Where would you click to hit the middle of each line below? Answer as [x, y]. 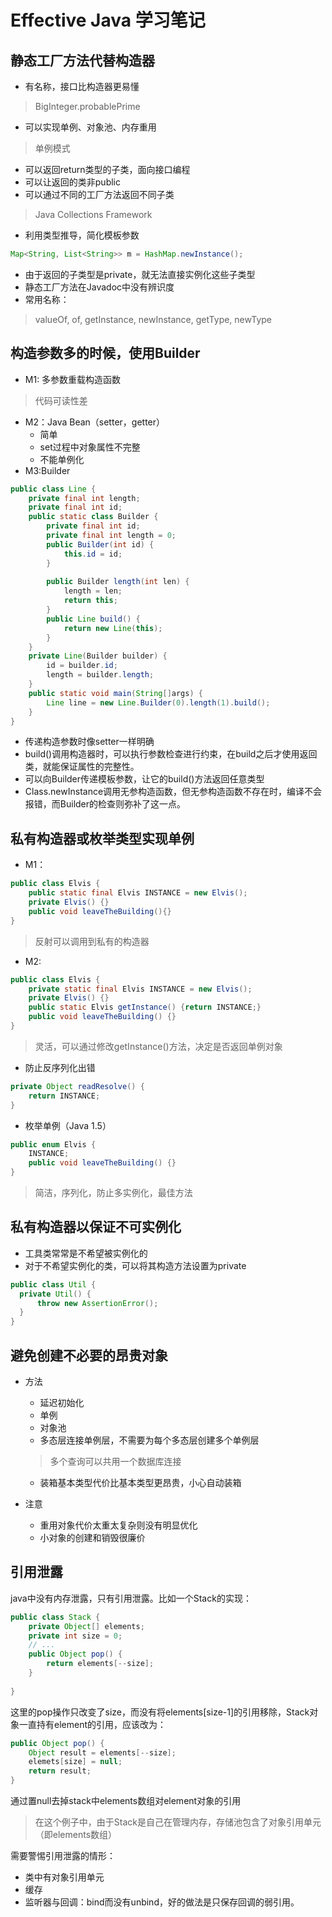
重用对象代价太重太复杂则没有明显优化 [118, 1525]
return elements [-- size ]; [100, 1664]
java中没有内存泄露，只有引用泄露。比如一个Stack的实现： [131, 1598]
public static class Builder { [93, 517]
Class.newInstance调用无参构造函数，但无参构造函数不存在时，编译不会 [173, 792]
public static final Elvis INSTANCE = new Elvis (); [138, 893]
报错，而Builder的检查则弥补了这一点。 [105, 804]
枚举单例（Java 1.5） [68, 1125]
